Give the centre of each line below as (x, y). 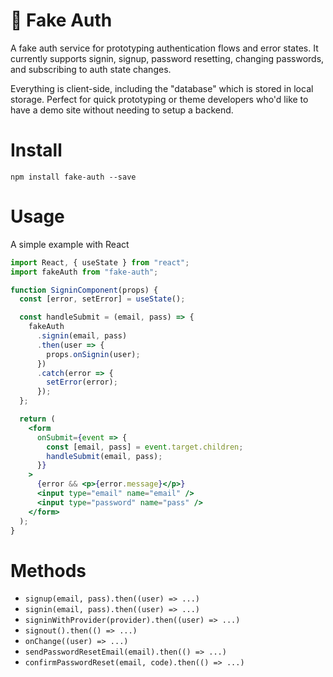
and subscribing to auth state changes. (91, 69)
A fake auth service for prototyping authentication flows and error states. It (164, 48)
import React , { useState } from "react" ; (100, 262)
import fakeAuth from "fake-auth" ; (84, 272)
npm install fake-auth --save (73, 177)
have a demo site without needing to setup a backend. (122, 110)
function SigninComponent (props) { (84, 290)
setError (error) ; (82, 382)
